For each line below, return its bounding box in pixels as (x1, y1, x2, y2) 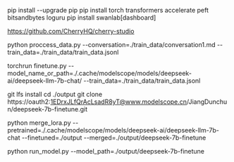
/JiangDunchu (186, 97, 228, 106)
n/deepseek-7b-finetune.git (7, 105, 88, 113)
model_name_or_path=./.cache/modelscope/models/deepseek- (7, 69, 192, 77)
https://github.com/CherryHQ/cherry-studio (7, 27, 135, 35)
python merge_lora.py (7, 119, 72, 127)
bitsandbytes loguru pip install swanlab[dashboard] (7, 13, 156, 22)
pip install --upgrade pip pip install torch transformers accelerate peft (7, 6, 209, 14)
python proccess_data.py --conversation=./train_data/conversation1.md (7, 41, 216, 48)
